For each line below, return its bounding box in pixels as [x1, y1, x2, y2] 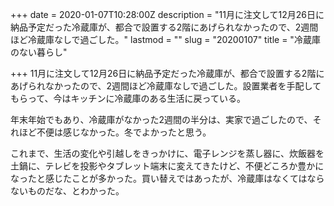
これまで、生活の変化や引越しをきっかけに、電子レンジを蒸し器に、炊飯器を [10, 148, 325, 159]
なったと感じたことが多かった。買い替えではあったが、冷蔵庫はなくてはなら [10, 173, 325, 184]
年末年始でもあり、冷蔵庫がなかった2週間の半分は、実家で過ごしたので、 [10, 114, 313, 125]
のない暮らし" [10, 46, 68, 58]
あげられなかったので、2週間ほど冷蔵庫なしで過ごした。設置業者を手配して [10, 80, 322, 92]
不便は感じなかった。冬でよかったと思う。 [36, 126, 212, 138]
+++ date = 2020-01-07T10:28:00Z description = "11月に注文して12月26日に [10, 9, 325, 20]
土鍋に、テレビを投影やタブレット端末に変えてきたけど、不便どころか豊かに [10, 160, 325, 172]
